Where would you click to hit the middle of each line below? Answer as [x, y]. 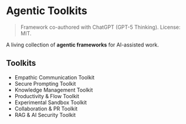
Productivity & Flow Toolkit [47, 96]
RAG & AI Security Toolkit [45, 115]
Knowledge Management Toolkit [54, 90]
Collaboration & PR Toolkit [46, 108]
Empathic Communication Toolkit [55, 77]
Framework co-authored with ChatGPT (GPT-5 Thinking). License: [100, 27]
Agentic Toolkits [47, 11]
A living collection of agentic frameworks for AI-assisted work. [83, 45]
